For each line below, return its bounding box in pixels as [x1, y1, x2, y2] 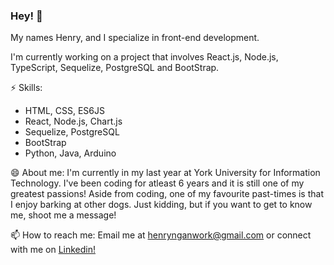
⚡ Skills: [10, 82, 43, 94]
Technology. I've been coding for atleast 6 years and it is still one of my [10, 177, 305, 189]
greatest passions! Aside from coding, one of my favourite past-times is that [10, 188, 324, 200]
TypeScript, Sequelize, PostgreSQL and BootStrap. [10, 62, 220, 74]
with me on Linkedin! [10, 244, 96, 256]
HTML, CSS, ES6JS [24, 105, 105, 117]
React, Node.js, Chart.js [24, 115, 123, 128]
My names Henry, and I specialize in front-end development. [10, 32, 260, 44]
